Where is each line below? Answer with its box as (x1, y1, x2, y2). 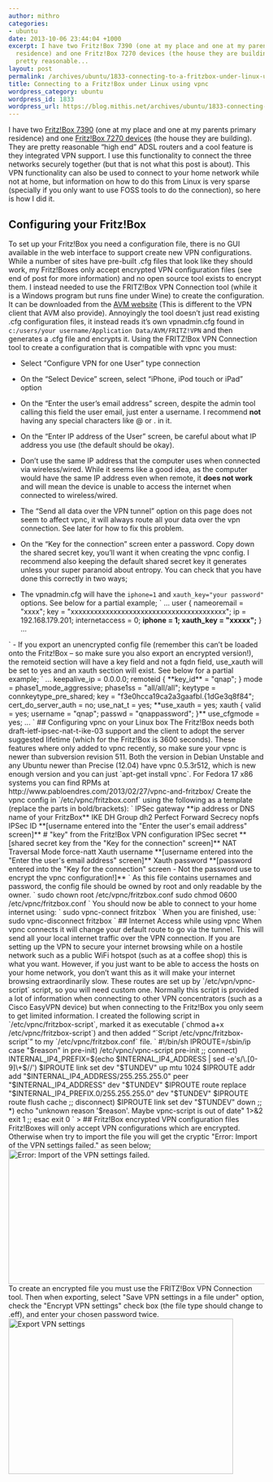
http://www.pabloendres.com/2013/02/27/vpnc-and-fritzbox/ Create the (8, 786, 252, 796)
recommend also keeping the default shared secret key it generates (19, 556, 247, 565)
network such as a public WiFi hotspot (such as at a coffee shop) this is (8, 950, 248, 960)
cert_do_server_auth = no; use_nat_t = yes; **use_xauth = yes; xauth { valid (8, 700, 262, 709)
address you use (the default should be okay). (19, 440, 175, 449)
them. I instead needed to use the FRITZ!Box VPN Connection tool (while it (8, 282, 258, 292)
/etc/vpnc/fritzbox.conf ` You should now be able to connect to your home (8, 899, 258, 908)
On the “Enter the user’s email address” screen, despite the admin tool (19, 398, 256, 408)
